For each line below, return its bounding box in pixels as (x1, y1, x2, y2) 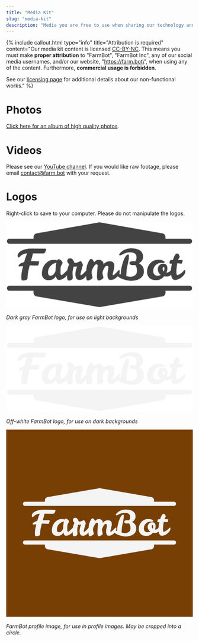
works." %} (6, 82, 34, 89)
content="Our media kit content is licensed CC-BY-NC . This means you (6, 45, 181, 53)
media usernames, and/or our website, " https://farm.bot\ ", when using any (6, 58, 188, 65)
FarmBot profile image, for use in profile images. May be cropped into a (6, 623, 182, 630)
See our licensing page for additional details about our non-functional (6, 76, 176, 83)
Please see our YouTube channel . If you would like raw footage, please (6, 163, 179, 170)
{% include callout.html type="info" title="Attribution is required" (6, 39, 164, 46)
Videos (6, 143, 42, 157)
